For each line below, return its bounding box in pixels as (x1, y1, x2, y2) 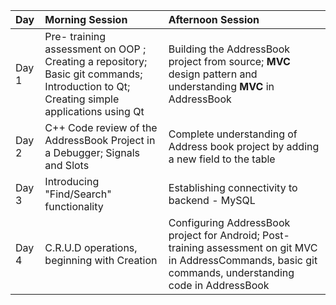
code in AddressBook (168, 279, 270, 292)
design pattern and (168, 67, 258, 81)
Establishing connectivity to (168, 181, 298, 194)
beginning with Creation (44, 254, 158, 267)
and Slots (44, 159, 90, 172)
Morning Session (44, 13, 128, 26)
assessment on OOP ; (44, 42, 147, 56)
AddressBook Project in (44, 134, 156, 147)
